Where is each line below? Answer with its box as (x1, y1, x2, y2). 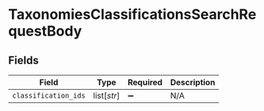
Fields (8, 54, 40, 67)
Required (127, 77, 163, 87)
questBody (8, 22, 82, 40)
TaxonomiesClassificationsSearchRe (8, 6, 257, 24)
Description (170, 77, 216, 87)
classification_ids (12, 91, 86, 100)
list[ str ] (93, 91, 121, 101)
